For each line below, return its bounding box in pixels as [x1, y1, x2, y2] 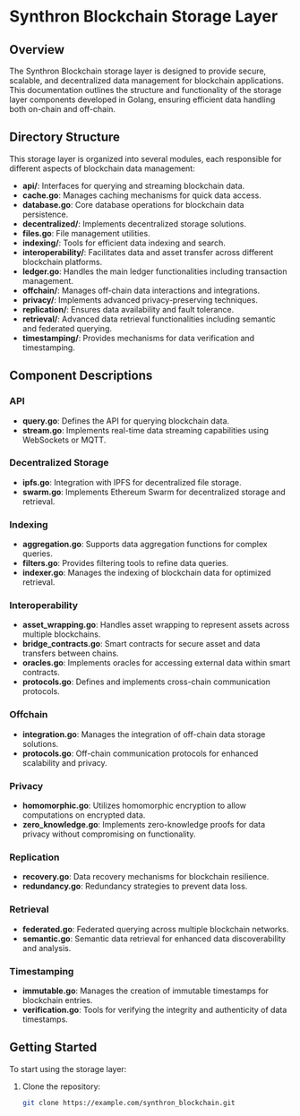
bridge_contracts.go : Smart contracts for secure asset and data [21, 639, 261, 649]
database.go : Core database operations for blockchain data [21, 199, 244, 210]
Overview [9, 42, 65, 57]
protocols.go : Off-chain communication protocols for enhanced [21, 748, 259, 759]
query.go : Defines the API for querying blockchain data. [21, 415, 230, 426]
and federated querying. [21, 322, 113, 333]
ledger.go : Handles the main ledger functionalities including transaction [21, 266, 288, 277]
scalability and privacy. [21, 757, 107, 768]
